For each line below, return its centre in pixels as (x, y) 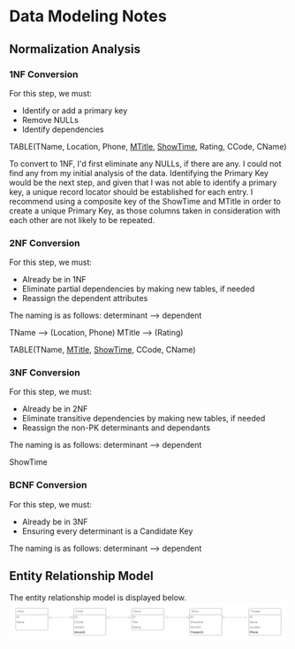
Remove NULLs (50, 120)
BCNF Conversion (48, 485)
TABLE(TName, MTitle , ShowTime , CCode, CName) (102, 350)
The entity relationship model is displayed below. (98, 597)
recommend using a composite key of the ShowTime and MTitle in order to (145, 201)
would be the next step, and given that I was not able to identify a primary (143, 182)
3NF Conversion (45, 373)
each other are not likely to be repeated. (82, 220)
